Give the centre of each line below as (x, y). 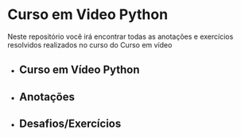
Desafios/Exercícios (70, 124)
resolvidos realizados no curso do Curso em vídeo (90, 44)
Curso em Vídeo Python (79, 70)
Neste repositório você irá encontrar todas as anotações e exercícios (120, 36)
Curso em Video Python (88, 15)
